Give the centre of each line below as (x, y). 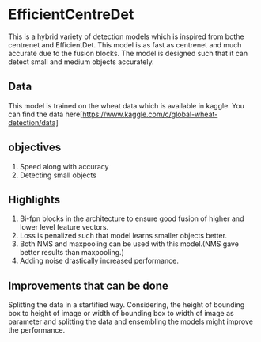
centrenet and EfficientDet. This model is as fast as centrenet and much (125, 44)
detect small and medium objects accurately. (81, 62)
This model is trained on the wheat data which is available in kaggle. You (127, 105)
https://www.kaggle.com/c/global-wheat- (150, 114)
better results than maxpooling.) (72, 253)
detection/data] (34, 122)
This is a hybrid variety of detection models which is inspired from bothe (126, 36)
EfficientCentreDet (71, 15)
